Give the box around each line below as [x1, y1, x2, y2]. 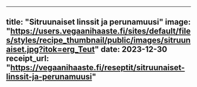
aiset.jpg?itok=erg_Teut [6, 44, 95, 54]
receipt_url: [6, 54, 49, 64]
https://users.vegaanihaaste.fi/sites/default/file [10, 26, 191, 36]
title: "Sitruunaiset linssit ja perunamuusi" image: [6, 17, 191, 27]
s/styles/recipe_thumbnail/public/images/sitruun [6, 36, 191, 46]
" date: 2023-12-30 [94, 44, 168, 54]
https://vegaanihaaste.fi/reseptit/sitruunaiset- [10, 62, 185, 73]
